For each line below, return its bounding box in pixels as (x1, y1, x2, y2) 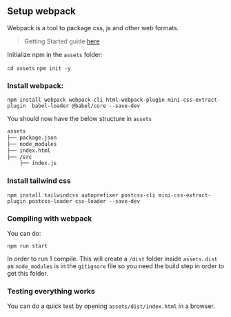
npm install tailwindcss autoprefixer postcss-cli (7, 192, 156, 199)
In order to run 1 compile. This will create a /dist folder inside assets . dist (7, 254, 218, 263)
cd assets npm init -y (7, 65, 71, 72)
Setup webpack (7, 6, 76, 17)
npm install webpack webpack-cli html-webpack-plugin (7, 96, 165, 104)
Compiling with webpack (7, 213, 92, 223)
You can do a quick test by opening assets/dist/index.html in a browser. (7, 302, 216, 310)
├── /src (7, 153, 32, 160)
